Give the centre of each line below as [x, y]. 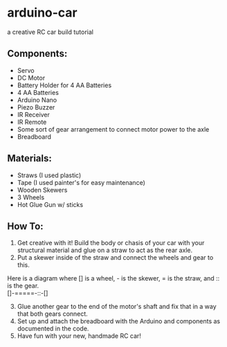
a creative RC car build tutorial [50, 32]
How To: [25, 226]
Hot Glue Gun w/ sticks [50, 204]
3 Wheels [31, 197]
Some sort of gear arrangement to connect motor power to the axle [113, 129]
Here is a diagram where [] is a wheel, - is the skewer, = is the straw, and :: [113, 278]
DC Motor [31, 78]
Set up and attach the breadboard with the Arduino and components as [119, 321]
